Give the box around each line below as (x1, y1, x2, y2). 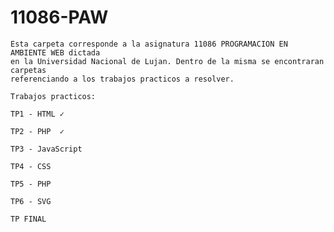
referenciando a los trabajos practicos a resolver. (10, 74, 235, 84)
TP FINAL (10, 214, 47, 224)
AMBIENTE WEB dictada (10, 47, 101, 58)
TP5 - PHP (10, 179, 52, 189)
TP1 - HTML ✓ (10, 109, 65, 119)
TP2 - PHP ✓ (10, 126, 65, 136)
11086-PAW (10, 6, 109, 29)
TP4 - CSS (10, 161, 52, 171)
